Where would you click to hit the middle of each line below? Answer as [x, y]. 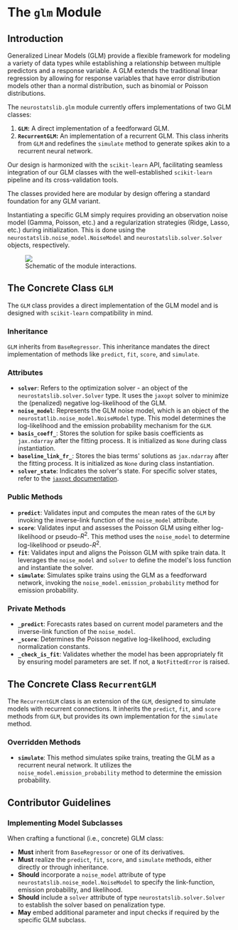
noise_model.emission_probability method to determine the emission [120, 773]
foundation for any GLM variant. [54, 201]
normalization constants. [54, 647]
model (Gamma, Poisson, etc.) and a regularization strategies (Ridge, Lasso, [118, 222]
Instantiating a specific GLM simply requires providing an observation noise [118, 215]
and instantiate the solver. [55, 568]
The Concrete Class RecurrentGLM [82, 684]
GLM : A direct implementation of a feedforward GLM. [93, 128]
